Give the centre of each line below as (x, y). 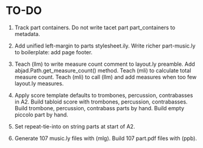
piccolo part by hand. (41, 115)
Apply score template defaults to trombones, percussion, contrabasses (104, 95)
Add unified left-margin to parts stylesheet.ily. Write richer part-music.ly (105, 46)
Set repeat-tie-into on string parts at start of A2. (75, 126)
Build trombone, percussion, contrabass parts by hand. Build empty (99, 108)
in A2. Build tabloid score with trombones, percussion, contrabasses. (101, 102)
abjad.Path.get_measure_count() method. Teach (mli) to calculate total (103, 70)
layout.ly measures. (39, 83)
